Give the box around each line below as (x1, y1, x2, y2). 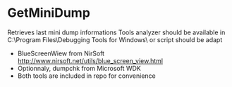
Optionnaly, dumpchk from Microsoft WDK (17, 64, 141, 72)
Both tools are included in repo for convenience (17, 72, 157, 80)
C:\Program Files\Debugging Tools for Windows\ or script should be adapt (7, 35, 223, 43)
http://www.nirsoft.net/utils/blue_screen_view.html (17, 56, 164, 65)
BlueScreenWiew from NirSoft (17, 49, 104, 58)
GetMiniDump (7, 5, 90, 21)
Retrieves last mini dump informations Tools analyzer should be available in (7, 28, 226, 36)
